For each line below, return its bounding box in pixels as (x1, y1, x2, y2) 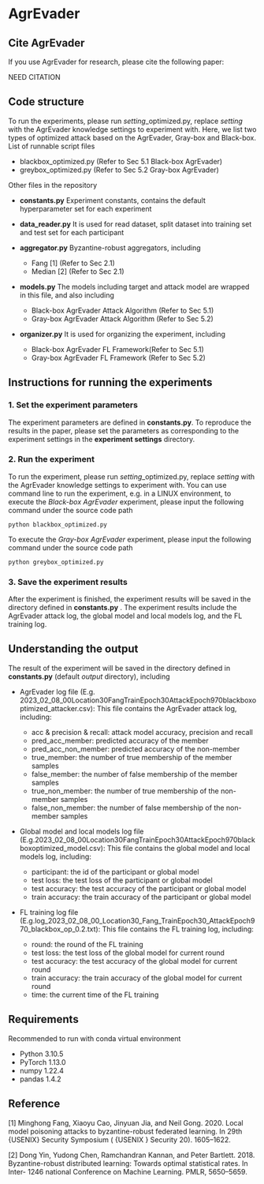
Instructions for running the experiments (8, 376, 213, 389)
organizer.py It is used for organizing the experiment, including (19, 329, 226, 339)
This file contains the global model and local (106, 843, 251, 852)
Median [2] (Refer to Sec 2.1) (31, 266, 125, 276)
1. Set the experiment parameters (8, 399, 138, 410)
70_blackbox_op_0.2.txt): (19, 924, 101, 934)
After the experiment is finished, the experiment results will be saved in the (8, 594, 251, 604)
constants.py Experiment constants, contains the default (19, 195, 206, 205)
